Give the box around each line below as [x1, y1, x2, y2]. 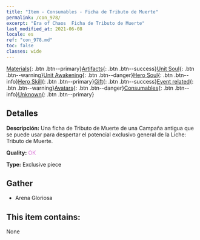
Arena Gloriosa [15, 195, 53, 202]
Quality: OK [6, 149, 36, 156]
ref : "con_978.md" [6, 37, 53, 43]
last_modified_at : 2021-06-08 [6, 25, 83, 32]
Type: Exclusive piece [6, 161, 62, 168]
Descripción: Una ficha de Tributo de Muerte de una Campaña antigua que [6, 124, 194, 132]
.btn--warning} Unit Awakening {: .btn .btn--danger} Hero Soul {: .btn [6, 71, 173, 79]
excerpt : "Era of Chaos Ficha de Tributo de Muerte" [6, 20, 145, 26]
